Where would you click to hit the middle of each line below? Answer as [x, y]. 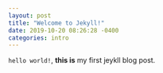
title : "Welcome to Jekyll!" [56, 23]
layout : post [30, 15]
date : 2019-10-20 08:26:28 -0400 [64, 30]
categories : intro [39, 38]
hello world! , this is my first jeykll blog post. [82, 60]
